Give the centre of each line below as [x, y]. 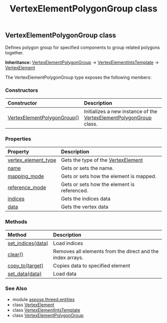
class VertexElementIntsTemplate [46, 310]
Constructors [22, 90]
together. [14, 52]
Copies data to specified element [92, 266]
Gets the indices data [86, 199]
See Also [16, 289]
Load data [65, 274]
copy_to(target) [26, 266]
